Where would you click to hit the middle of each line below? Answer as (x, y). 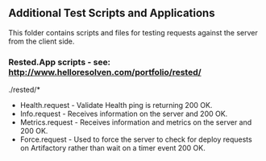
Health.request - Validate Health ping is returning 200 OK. (116, 105)
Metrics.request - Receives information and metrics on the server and (136, 122)
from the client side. (42, 41)
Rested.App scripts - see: (60, 62)
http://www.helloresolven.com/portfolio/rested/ (105, 72)
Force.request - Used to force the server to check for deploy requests (136, 139)
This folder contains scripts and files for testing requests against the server (133, 32)
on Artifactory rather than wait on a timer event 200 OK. (112, 148)
